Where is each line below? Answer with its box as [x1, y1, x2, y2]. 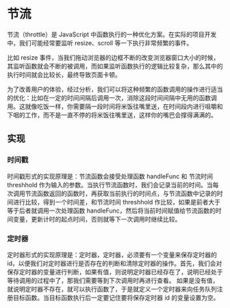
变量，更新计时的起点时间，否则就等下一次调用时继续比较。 [12, 215, 181, 223]
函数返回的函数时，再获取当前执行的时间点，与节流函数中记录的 [36, 189, 217, 198]
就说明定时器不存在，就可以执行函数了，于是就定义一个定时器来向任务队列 [7, 285, 217, 293]
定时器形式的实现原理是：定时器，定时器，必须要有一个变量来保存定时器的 [7, 250, 217, 259]
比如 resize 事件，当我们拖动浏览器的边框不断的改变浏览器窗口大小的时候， [7, 53, 220, 62]
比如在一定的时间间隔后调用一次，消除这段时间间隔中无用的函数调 [30, 93, 217, 102]
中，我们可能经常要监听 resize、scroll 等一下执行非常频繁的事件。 [7, 38, 193, 47]
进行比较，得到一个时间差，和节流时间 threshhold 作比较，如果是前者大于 [12, 198, 221, 206]
